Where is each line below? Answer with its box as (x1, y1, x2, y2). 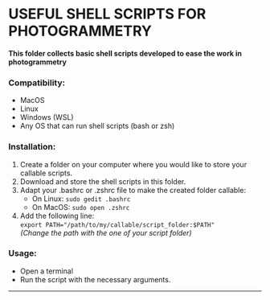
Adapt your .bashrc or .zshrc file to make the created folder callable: (19, 185, 247, 195)
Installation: (8, 142, 56, 153)
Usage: (8, 248, 38, 259)
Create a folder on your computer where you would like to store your (19, 159, 247, 169)
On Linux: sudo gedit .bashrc (31, 194, 131, 203)
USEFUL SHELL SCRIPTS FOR (8, 5, 207, 23)
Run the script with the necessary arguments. (19, 274, 171, 284)
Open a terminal (19, 266, 74, 276)
